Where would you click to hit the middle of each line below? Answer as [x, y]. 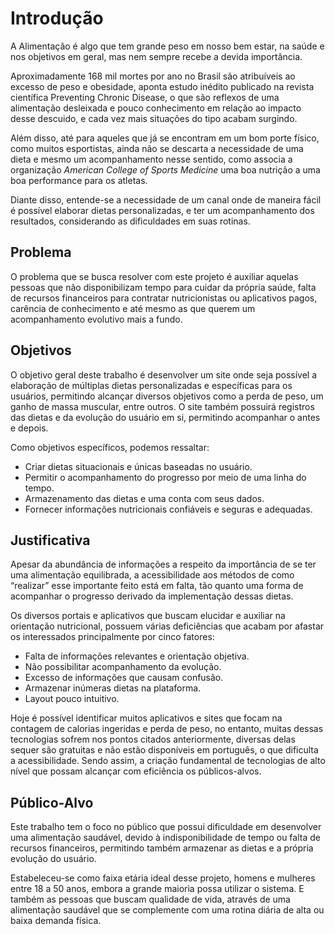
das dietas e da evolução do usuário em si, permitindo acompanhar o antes [165, 417]
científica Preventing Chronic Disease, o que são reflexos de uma [145, 97]
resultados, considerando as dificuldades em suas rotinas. [130, 221]
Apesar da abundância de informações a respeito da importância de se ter [163, 564]
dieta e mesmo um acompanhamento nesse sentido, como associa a [151, 159]
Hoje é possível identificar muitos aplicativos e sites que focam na [146, 718]
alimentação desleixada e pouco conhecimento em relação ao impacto [156, 108]
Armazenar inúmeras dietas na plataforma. [113, 688]
